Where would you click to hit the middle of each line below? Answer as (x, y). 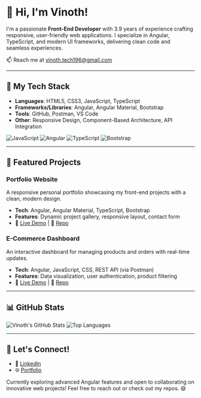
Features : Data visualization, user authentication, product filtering (96, 276)
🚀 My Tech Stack (38, 86)
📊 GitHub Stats (35, 308)
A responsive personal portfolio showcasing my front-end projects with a (96, 192)
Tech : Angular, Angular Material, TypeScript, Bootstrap (82, 210)
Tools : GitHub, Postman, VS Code (57, 114)
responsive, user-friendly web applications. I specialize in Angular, (88, 35)
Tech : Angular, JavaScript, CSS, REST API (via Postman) (84, 269)
